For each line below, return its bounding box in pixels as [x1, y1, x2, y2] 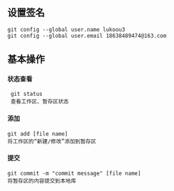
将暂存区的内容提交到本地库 [7, 177, 77, 185]
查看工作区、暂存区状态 [10, 98, 69, 105]
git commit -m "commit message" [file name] [7, 170, 141, 177]
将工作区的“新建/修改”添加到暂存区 [7, 138, 97, 145]
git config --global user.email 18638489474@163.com [7, 32, 167, 39]
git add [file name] [7, 130, 69, 137]
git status [10, 91, 43, 98]
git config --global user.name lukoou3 [7, 26, 126, 33]
